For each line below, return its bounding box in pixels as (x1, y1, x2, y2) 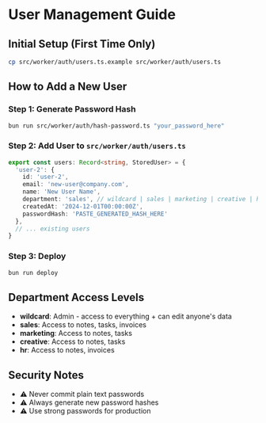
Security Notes (8, 368, 85, 382)
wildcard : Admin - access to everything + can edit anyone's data (19, 311, 232, 322)
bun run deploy (8, 269, 59, 276)
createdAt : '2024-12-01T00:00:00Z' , (22, 202, 144, 211)
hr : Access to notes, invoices (19, 345, 115, 355)
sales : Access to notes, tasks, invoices (19, 320, 146, 330)
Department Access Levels (8, 291, 145, 304)
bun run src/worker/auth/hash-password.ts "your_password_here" (8, 121, 225, 130)
